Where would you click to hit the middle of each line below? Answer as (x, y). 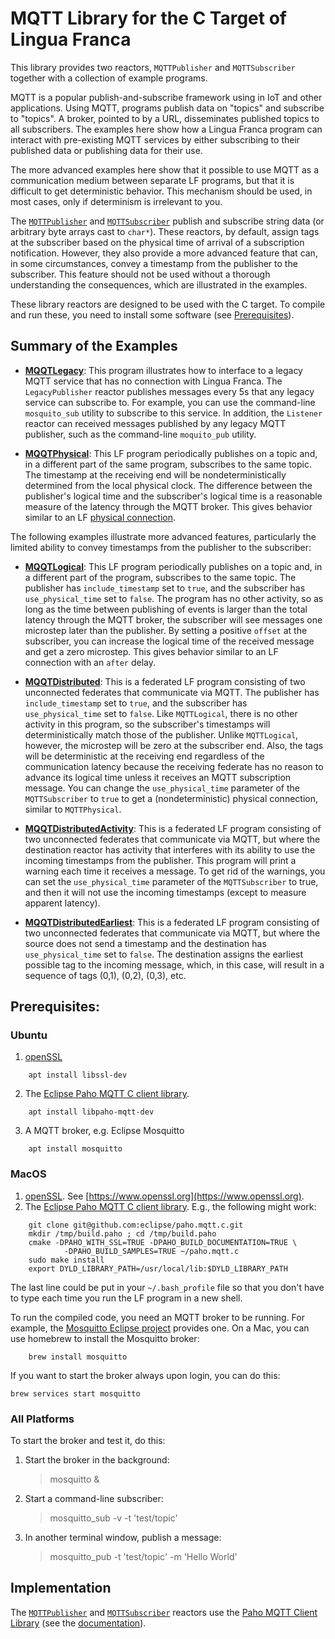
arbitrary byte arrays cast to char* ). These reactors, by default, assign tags (165, 231)
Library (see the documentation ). (78, 1623)
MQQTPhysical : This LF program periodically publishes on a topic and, (171, 453)
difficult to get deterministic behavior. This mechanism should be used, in (161, 191)
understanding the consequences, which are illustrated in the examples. (159, 284)
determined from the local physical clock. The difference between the (168, 485)
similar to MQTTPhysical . (73, 809)
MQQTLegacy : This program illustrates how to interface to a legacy (163, 370)
